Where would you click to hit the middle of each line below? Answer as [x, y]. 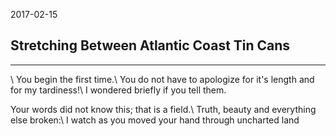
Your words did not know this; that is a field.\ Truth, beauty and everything [163, 109]
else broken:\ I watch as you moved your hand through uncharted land [155, 120]
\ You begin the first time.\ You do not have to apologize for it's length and [162, 79]
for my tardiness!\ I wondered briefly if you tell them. [118, 90]
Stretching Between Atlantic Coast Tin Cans [150, 45]
